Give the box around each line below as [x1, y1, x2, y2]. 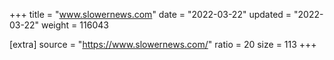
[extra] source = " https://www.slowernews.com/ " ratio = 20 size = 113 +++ [9, 39, 317, 50]
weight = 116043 [40, 19, 109, 31]
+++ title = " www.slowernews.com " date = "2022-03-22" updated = [9, 9, 292, 20]
